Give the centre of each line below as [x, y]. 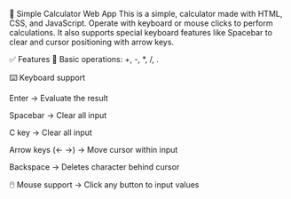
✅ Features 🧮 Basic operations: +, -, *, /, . [84, 59]
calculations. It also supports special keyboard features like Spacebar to [141, 32]
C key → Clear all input [51, 132]
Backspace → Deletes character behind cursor [94, 167]
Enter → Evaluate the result [59, 98]
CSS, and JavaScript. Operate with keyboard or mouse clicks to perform [141, 23]
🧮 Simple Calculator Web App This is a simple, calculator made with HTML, [146, 14]
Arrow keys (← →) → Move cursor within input [94, 150]
